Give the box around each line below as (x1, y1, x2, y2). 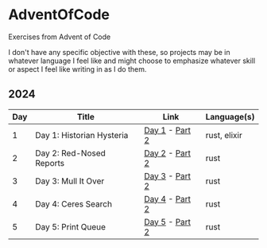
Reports (35, 157, 65, 168)
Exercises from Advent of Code (8, 32, 111, 41)
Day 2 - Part (144, 148, 192, 159)
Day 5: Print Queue (35, 221, 106, 232)
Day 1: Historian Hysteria (35, 129, 129, 140)
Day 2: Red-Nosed (35, 148, 106, 159)
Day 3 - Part (144, 170, 192, 181)
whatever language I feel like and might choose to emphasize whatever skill (8, 56, 256, 65)
